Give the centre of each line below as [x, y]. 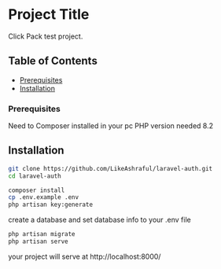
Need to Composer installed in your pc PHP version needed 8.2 [111, 126]
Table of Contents [53, 61]
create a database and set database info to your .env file [99, 220]
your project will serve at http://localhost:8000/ [85, 256]
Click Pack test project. [46, 36]
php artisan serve [38, 241]
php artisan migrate [42, 234]
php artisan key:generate [50, 205]
